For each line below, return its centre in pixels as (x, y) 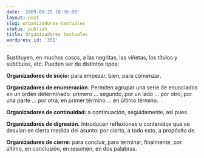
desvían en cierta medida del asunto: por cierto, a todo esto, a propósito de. (101, 130)
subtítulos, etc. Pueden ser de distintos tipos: (63, 64)
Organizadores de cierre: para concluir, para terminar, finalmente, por (94, 142)
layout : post (23, 18)
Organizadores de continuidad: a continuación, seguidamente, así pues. (98, 112)
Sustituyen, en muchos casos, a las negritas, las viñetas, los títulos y (92, 57)
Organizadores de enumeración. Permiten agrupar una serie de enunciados (102, 88)
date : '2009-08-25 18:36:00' (43, 12)
